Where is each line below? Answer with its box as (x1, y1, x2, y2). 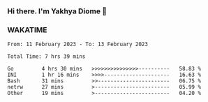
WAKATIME (7, 24, 47, 34)
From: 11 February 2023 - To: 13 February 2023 (7, 41, 149, 48)
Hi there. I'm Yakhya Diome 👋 (7, 6, 107, 16)
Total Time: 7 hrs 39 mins (7, 53, 86, 60)
